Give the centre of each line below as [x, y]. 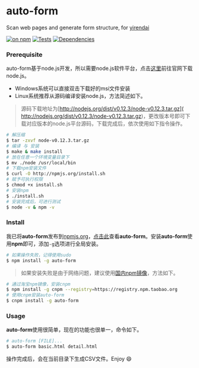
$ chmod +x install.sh [34, 185]
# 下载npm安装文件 [26, 168]
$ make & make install [34, 151]
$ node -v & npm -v [30, 207]
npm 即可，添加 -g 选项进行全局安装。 [56, 244]
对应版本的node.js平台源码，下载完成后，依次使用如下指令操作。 [106, 124]
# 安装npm [17, 190]
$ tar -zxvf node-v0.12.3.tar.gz [48, 141]
